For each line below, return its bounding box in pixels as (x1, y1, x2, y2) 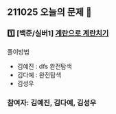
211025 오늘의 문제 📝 (7, 6, 93, 18)
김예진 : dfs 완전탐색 (16, 62, 72, 70)
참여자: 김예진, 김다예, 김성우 (7, 98, 97, 107)
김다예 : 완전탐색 (16, 70, 62, 79)
